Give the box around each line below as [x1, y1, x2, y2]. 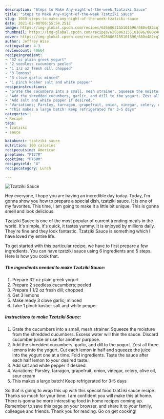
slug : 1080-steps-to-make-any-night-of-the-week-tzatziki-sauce [5, 16, 139, 21]
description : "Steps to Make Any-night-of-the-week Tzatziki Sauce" [5, 7, 147, 12]
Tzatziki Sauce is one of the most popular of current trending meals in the [5, 218, 153, 224]
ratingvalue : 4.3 [5, 43, 41, 48]
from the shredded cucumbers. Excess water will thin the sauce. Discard [12, 332, 159, 337]
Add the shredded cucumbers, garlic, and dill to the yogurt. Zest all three [12, 342, 159, 348]
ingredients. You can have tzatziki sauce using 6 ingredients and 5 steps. [5, 248, 152, 254]
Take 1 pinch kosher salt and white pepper [12, 303, 98, 309]
